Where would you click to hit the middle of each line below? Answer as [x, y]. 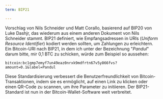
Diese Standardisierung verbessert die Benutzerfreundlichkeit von [72, 76]
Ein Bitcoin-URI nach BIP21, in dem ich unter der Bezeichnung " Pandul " [77, 49]
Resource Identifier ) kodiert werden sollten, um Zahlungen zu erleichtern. [79, 43]
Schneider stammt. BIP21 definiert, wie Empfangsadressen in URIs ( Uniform [81, 38]
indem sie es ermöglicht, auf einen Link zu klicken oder [92, 81]
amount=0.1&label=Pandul [30, 67]
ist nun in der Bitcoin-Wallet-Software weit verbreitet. [78, 92]
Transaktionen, [20, 81]
